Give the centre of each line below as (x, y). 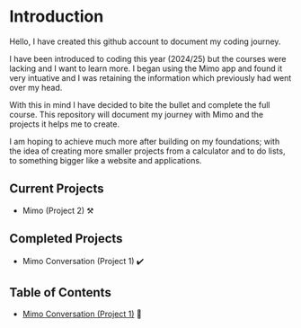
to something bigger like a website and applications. (106, 160)
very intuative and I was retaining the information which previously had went (150, 77)
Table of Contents (61, 293)
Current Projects (57, 189)
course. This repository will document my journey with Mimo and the (136, 114)
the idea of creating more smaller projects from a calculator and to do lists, (147, 151)
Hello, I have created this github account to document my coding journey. (145, 41)
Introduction (57, 17)
